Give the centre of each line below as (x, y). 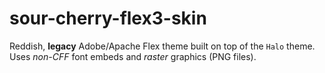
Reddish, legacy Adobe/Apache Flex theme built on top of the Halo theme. (162, 46)
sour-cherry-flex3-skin (108, 18)
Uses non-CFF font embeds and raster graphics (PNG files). (133, 56)
